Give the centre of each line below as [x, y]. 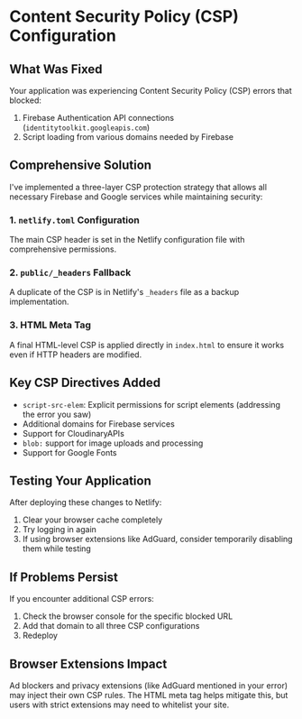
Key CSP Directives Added [85, 383]
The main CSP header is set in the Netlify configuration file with [127, 240]
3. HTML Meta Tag [50, 325]
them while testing [57, 548]
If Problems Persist [64, 577]
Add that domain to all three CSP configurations [111, 626]
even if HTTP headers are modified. [76, 355]
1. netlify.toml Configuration [74, 220]
